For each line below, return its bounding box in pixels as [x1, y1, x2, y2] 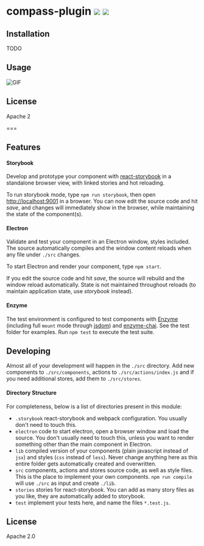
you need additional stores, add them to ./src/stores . [6, 375, 142, 382]
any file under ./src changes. [6, 251, 81, 258]
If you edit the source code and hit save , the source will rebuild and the [6, 275, 185, 282]
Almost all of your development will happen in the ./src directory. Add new [6, 362, 195, 369]
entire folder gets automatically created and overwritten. [15, 460, 157, 467]
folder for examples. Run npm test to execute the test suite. [6, 328, 155, 335]
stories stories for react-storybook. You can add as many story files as [15, 486, 194, 493]
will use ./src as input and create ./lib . [15, 479, 116, 487]
